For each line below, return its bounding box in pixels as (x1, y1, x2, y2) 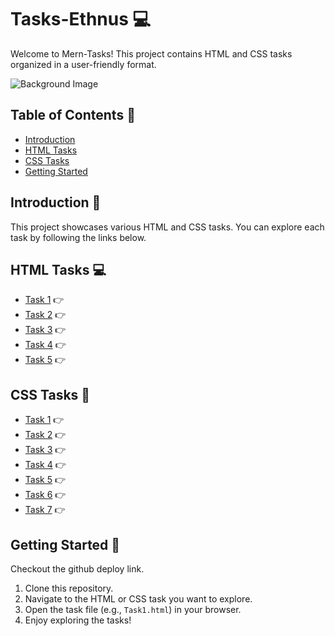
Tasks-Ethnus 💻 (10, 8, 152, 31)
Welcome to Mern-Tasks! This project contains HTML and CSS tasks (10, 47, 293, 60)
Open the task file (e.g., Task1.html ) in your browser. (24, 604, 242, 615)
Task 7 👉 (24, 504, 66, 516)
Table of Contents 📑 (10, 107, 136, 124)
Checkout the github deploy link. (10, 563, 145, 575)
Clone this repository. (24, 582, 114, 594)
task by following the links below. (10, 231, 147, 243)
